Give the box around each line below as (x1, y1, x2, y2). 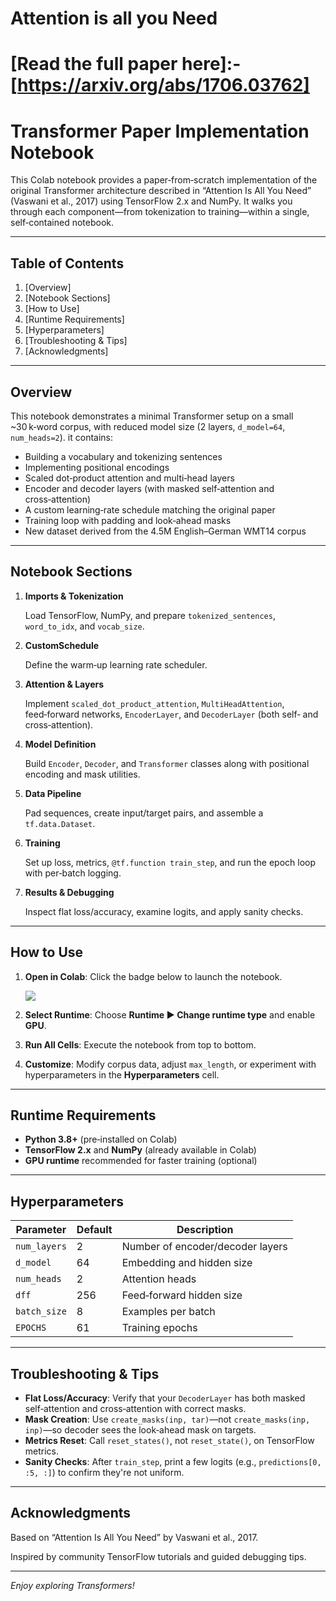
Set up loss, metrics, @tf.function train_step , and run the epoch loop (24, 856, 317, 868)
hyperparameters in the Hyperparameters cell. (24, 1068, 220, 1081)
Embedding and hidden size (121, 1256, 253, 1270)
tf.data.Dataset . (24, 817, 96, 829)
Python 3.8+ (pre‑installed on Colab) (24, 1133, 178, 1146)
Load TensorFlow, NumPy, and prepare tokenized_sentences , (24, 609, 276, 621)
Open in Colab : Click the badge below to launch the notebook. (24, 970, 283, 982)
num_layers (15, 1241, 67, 1252)
